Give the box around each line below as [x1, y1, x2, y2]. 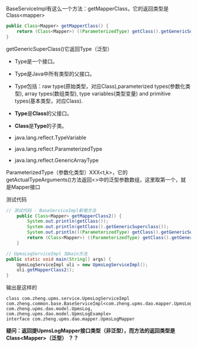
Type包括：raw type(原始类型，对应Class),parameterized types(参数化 [14, 83, 186, 90]
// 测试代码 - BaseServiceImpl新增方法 [6, 207, 97, 213]
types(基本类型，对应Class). [14, 97, 83, 104]
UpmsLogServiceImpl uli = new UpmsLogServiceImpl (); [16, 261, 148, 268]
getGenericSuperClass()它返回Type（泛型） [6, 45, 113, 52]
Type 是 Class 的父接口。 [14, 110, 72, 117]
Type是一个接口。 [14, 57, 58, 64]
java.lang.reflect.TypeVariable [14, 134, 87, 141]
